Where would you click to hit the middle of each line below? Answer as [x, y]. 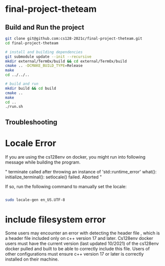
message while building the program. [43, 162]
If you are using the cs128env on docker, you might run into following [75, 157]
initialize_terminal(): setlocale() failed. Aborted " [54, 177]
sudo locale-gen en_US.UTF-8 [35, 200]
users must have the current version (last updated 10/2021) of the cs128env [82, 244]
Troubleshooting [31, 122]
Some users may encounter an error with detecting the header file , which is [82, 233]
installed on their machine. [32, 259]
